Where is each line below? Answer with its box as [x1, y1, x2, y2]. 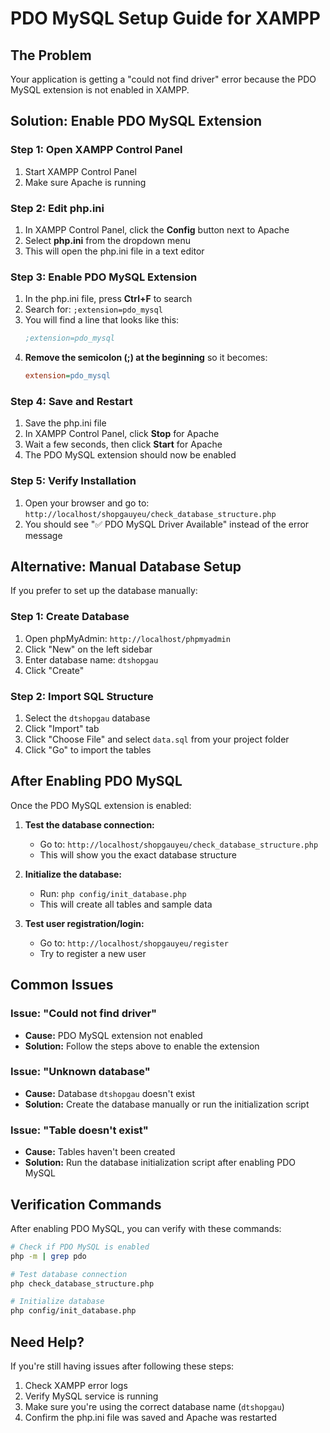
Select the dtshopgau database [24, 712, 151, 724]
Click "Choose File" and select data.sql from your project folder [24, 733, 290, 746]
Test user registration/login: [24, 917, 145, 929]
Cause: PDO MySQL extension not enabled [24, 1029, 203, 1041]
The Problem [10, 47, 92, 64]
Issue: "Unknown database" [10, 1065, 151, 1079]
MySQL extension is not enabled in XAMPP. [10, 84, 190, 96]
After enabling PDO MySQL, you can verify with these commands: [10, 1222, 282, 1234]
